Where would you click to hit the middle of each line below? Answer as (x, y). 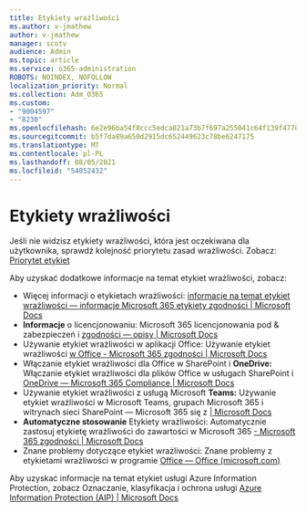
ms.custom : (30, 103)
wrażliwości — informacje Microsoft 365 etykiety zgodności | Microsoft (157, 306)
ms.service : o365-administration (73, 69)
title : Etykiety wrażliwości (65, 18)
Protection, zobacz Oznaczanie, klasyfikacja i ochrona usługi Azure (136, 488)
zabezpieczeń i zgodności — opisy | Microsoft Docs (120, 335)
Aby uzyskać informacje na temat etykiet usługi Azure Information (133, 478)
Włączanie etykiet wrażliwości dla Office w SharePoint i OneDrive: (148, 364)
